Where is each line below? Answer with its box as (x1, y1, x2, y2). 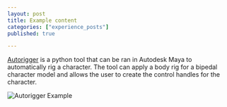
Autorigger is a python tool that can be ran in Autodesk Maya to (7, 56, 192, 64)
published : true (7, 30, 55, 37)
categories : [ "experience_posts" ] (7, 23, 110, 30)
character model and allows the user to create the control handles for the (7, 70, 221, 79)
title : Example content (7, 17, 78, 24)
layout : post (7, 10, 46, 18)
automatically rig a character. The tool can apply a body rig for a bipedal (7, 63, 218, 71)
